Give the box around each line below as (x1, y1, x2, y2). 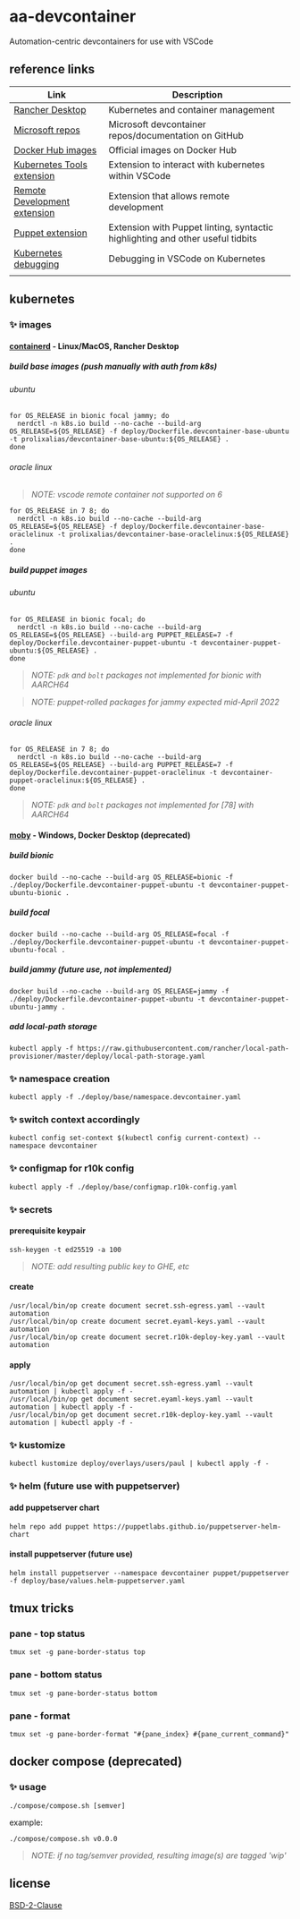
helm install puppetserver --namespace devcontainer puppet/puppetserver (9, 1568, 290, 1577)
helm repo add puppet (9, 1522, 90, 1531)
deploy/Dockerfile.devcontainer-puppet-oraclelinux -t (9, 768, 218, 778)
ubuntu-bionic (9, 888, 62, 897)
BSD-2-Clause (9, 1899, 62, 1910)
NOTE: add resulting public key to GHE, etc (30, 1260, 190, 1272)
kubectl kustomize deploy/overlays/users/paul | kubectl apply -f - (9, 1459, 270, 1469)
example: (9, 1817, 43, 1828)
